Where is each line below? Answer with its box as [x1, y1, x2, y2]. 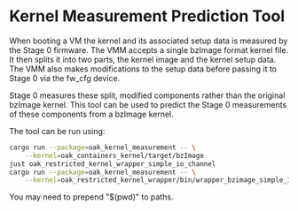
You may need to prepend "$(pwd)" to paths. [9, 192, 174, 202]
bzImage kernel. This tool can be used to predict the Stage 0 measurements [9, 99, 287, 109]
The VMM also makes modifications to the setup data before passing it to [9, 64, 278, 74]
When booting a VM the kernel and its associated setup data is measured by [9, 35, 288, 46]
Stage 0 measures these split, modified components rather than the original [9, 90, 286, 101]
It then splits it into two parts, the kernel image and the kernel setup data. [9, 54, 277, 64]
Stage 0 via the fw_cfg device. [9, 72, 121, 83]
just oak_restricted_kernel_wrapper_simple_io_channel [9, 159, 216, 169]
